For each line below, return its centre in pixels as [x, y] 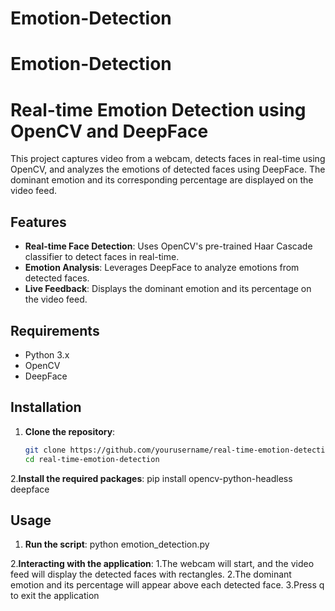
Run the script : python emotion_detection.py [117, 544]
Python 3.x [47, 354]
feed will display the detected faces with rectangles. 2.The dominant [151, 574]
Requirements [55, 330]
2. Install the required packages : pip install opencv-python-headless [151, 478]
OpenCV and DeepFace [109, 131]
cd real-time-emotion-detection [92, 459]
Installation [46, 407]
